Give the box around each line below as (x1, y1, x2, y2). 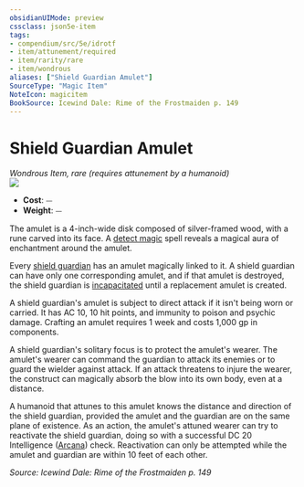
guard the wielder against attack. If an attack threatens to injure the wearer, (9, 364, 293, 375)
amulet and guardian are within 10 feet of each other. (9, 450, 208, 461)
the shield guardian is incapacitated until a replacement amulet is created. (9, 280, 288, 291)
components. (9, 326, 59, 338)
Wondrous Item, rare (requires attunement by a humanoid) (9, 168, 230, 179)
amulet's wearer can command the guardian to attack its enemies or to (9, 354, 276, 365)
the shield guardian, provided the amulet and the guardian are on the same (9, 410, 290, 421)
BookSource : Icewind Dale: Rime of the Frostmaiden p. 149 (9, 98, 239, 108)
